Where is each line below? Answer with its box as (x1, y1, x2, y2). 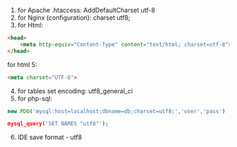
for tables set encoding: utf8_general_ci (17, 87, 133, 95)
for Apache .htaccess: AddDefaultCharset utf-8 (17, 6, 155, 14)
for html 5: (7, 60, 37, 69)
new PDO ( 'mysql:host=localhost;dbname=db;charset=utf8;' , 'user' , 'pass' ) (7, 108, 226, 115)
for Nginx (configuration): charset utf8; (17, 13, 130, 22)
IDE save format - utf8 (17, 133, 83, 141)
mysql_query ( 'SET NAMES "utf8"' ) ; (7, 120, 109, 127)
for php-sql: (17, 94, 53, 103)
